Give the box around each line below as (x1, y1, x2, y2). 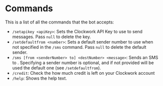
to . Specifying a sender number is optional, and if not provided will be (12, 60, 154, 65)
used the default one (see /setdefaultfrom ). (12, 64, 101, 71)
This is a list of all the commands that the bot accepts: (5, 19, 114, 25)
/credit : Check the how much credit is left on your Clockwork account (12, 70, 155, 76)
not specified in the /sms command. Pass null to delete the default (12, 44, 147, 50)
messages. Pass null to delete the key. (12, 34, 92, 40)
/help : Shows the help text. (12, 75, 67, 81)
